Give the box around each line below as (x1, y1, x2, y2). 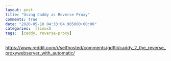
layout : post (5, 7, 33, 13)
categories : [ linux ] (5, 26, 52, 31)
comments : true (5, 17, 38, 22)
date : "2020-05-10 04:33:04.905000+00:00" (5, 21, 97, 27)
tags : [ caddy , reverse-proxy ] (5, 31, 72, 36)
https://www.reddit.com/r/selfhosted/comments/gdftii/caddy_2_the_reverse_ (5, 45, 166, 50)
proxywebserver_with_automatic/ (5, 50, 75, 56)
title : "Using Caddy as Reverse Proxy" (5, 12, 90, 17)
